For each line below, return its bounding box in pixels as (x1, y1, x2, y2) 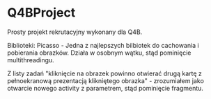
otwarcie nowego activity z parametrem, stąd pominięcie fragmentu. (7, 84, 204, 92)
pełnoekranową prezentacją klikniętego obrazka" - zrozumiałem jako (7, 76, 204, 84)
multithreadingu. (7, 55, 54, 64)
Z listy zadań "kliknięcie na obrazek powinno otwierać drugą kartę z (7, 69, 202, 78)
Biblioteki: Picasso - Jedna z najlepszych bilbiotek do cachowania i (7, 41, 200, 49)
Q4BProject (7, 5, 76, 21)
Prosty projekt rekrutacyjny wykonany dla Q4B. (7, 28, 143, 36)
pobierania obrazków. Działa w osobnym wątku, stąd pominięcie (7, 48, 192, 57)
